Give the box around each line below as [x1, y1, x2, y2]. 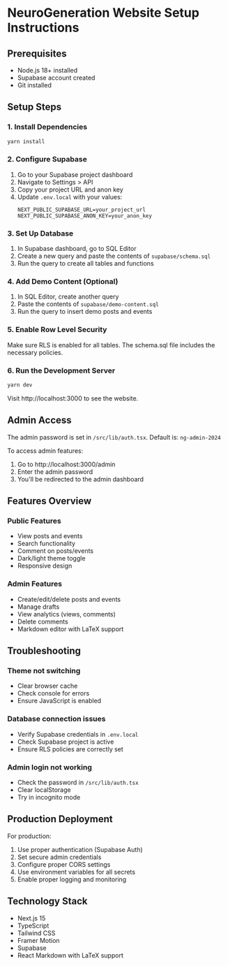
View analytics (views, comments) [17, 610, 116, 618]
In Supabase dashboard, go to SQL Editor [17, 245, 137, 253]
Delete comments [17, 617, 68, 626]
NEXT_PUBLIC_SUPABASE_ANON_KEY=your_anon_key [17, 212, 152, 219]
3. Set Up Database [7, 229, 74, 238]
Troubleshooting [7, 645, 82, 657]
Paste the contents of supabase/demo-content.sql [17, 300, 159, 308]
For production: [7, 832, 52, 840]
